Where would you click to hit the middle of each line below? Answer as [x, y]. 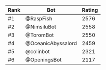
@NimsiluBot [41, 27]
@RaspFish [39, 19]
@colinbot [37, 51]
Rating [90, 10]
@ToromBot [39, 35]
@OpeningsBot [44, 60]
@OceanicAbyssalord [51, 43]
